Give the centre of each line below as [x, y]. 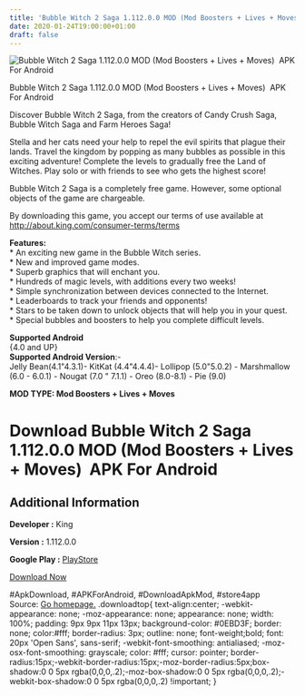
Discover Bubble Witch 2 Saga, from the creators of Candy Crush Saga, [143, 115]
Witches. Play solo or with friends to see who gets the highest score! [138, 171]
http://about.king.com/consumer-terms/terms [94, 225]
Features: [28, 243]
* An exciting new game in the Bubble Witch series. [105, 253]
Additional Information [74, 502]
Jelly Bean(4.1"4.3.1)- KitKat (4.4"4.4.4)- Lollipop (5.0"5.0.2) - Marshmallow [150, 367]
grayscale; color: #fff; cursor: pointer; [158, 652]
